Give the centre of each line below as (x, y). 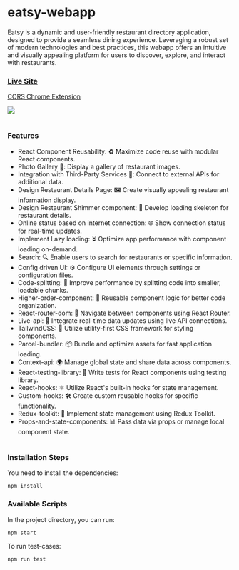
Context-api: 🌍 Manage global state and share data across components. (124, 362)
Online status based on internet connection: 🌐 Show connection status (122, 223)
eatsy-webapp (52, 12)
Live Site (22, 81)
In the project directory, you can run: (61, 519)
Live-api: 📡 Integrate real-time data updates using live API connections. (122, 320)
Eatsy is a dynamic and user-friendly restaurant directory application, (109, 32)
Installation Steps (39, 457)
